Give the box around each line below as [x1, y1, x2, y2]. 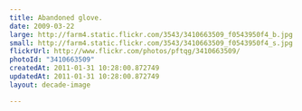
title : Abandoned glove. [9, 13, 103, 23]
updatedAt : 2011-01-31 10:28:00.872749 [9, 72, 160, 81]
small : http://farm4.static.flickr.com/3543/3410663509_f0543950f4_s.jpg [9, 38, 294, 48]
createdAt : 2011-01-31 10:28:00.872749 [9, 64, 160, 73]
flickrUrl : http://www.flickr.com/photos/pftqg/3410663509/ [9, 47, 241, 56]
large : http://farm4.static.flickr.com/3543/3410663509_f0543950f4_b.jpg [9, 30, 294, 39]
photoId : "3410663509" [9, 55, 95, 64]
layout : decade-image [9, 80, 91, 89]
